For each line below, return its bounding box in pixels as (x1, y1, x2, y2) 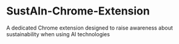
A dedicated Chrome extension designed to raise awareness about (6, 24, 173, 31)
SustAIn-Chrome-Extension (6, 4, 150, 18)
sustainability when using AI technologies (6, 30, 110, 37)
